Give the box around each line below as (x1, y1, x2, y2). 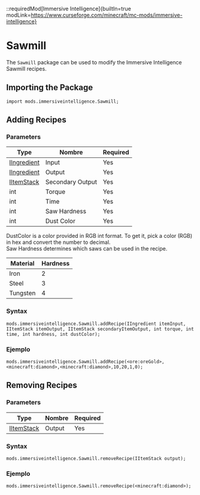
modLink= (6, 11, 31, 19)
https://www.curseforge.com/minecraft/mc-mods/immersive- (31, 11, 183, 19)
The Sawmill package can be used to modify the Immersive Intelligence (6, 58, 183, 65)
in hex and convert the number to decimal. (6, 238, 111, 246)
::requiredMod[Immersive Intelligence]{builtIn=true (6, 5, 132, 12)
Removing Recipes (6, 380, 77, 390)
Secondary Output (45, 178, 98, 186)
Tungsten (9, 289, 36, 297)
